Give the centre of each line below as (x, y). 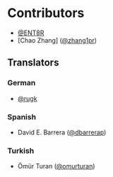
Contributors (46, 13)
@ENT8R (31, 33)
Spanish (22, 117)
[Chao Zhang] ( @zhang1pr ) (57, 40)
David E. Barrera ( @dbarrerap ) (62, 132)
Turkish (21, 151)
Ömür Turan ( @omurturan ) (56, 166)
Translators (33, 63)
